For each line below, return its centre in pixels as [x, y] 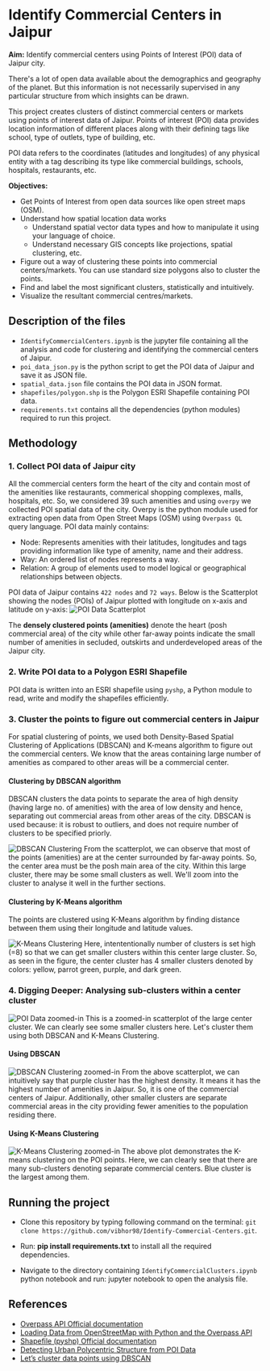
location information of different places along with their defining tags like [129, 128]
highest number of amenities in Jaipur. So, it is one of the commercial [124, 1089]
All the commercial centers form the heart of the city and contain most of [130, 484]
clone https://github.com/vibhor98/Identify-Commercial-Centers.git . [139, 1230]
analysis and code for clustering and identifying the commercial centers [139, 349]
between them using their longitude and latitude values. [101, 928]
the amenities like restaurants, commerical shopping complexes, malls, [126, 492]
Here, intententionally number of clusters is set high [170, 944]
